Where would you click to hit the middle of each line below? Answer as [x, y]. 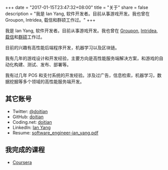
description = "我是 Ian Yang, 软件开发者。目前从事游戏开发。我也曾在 [77, 14]
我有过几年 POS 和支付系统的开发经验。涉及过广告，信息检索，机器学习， [81, 75]
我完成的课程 [25, 150]
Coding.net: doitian [32, 122]
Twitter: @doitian [30, 111]
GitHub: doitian [28, 117]
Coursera [22, 162]
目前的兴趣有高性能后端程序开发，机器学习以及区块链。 [62, 48]
